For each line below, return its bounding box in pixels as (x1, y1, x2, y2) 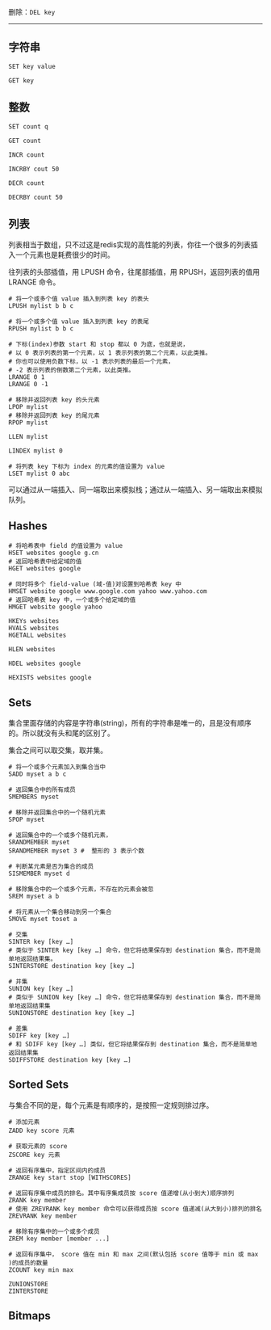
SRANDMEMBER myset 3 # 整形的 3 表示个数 (8, 847, 145, 855)
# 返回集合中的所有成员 (8, 786, 77, 794)
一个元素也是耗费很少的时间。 (15, 250, 115, 260)
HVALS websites (8, 625, 60, 633)
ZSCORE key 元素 (8, 1151, 60, 1159)
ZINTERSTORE (8, 1287, 48, 1295)
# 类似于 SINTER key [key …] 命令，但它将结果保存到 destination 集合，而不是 (8, 946, 256, 955)
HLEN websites (8, 646, 56, 654)
